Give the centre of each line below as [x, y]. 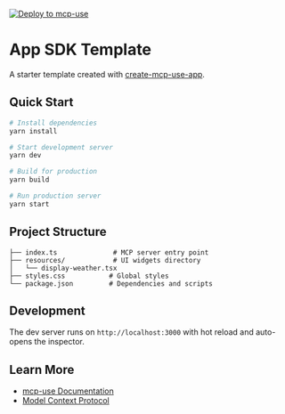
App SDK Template [81, 50]
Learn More [42, 369]
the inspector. [59, 342]
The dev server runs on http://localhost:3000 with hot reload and [131, 332]
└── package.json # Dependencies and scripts [111, 284]
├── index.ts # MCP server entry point [109, 252]
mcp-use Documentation [68, 391]
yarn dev [25, 156]
